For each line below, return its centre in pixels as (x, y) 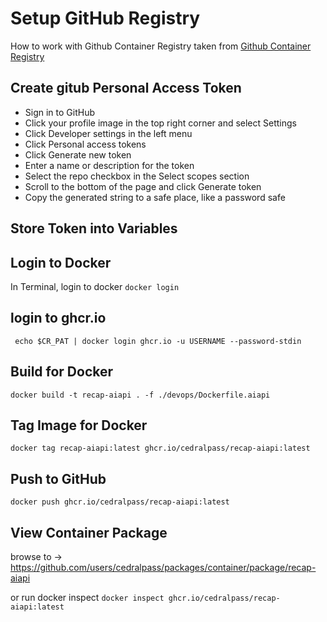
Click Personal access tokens (85, 144)
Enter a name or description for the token (109, 165)
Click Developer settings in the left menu (108, 133)
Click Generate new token (78, 154)
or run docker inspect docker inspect (87, 598)
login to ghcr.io (58, 318)
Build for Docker (62, 372)
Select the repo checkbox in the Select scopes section (137, 176)
